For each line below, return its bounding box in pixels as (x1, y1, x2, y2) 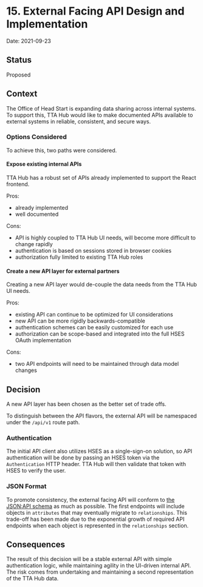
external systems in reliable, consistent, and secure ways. (6, 117, 151, 125)
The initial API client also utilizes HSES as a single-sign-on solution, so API (6, 448, 193, 455)
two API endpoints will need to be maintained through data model (15, 360, 179, 368)
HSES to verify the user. (6, 467, 66, 475)
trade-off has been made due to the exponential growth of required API (6, 515, 185, 523)
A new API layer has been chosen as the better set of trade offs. (6, 400, 167, 408)
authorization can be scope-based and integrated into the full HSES (15, 330, 185, 338)
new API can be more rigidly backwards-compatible (15, 317, 146, 324)
